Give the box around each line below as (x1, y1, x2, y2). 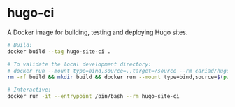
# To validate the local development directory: (7, 61, 152, 68)
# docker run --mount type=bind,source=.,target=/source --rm (7, 67, 192, 74)
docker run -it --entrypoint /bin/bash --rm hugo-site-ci (7, 93, 180, 100)
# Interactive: (7, 86, 52, 94)
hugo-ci (7, 5, 55, 21)
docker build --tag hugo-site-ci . (7, 48, 111, 55)
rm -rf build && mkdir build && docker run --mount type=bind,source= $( (7, 73, 224, 81)
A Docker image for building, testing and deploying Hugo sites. (7, 28, 188, 36)
